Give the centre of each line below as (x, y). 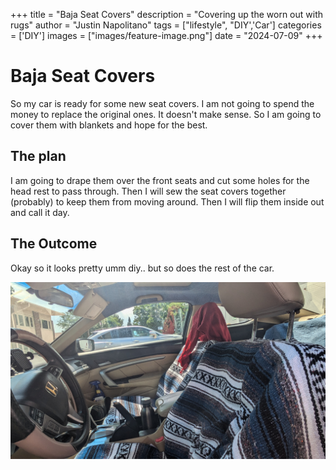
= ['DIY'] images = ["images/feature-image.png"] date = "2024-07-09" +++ (166, 35)
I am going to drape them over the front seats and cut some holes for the (160, 180)
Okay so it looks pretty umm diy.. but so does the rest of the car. (142, 268)
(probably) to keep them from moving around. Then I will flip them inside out (167, 201)
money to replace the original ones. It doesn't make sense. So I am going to (166, 114)
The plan (38, 156)
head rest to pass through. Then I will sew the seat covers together (148, 191)
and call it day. (40, 212)
